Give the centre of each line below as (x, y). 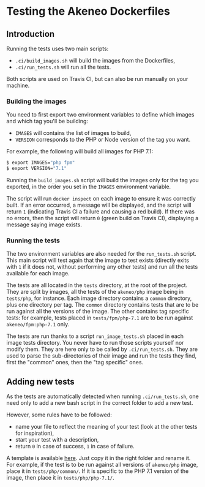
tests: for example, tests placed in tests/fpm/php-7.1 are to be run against (100, 318)
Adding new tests (40, 382)
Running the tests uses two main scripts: (58, 48)
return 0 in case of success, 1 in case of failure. (75, 447)
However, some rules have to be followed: (59, 415)
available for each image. (38, 274)
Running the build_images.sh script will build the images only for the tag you (102, 180)
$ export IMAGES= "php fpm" (41, 163)
